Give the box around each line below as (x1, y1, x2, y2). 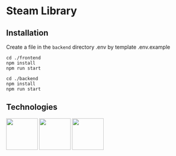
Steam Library (6, 4, 77, 18)
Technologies (6, 102, 58, 112)
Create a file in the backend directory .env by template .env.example (6, 43, 171, 50)
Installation (6, 28, 49, 38)
